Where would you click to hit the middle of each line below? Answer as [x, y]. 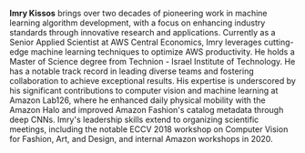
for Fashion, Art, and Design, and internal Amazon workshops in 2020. [141, 139]
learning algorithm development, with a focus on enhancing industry [137, 23]
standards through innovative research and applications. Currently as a [142, 32]
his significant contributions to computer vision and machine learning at [144, 91]
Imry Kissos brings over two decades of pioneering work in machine [138, 13]
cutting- [279, 42]
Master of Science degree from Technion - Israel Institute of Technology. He [152, 61]
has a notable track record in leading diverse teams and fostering [132, 71]
